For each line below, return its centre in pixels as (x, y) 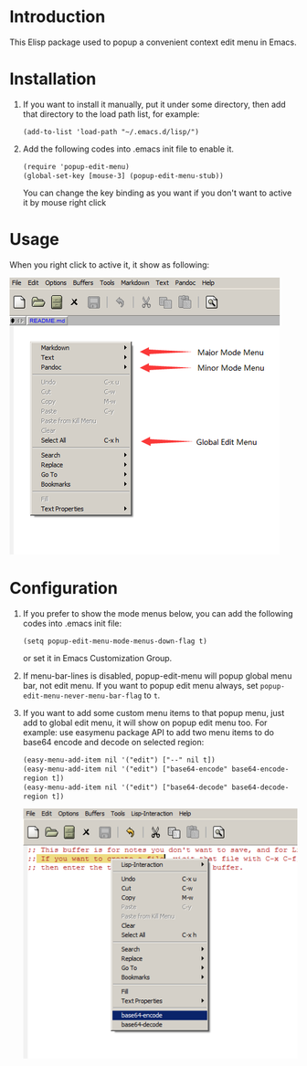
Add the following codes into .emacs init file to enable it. (128, 149)
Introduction (58, 17)
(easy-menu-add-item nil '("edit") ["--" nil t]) (119, 760)
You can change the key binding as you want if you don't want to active (157, 193)
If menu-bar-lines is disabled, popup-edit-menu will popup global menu (157, 675)
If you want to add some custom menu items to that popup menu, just (153, 712)
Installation (53, 79)
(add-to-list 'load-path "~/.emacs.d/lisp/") (111, 132)
